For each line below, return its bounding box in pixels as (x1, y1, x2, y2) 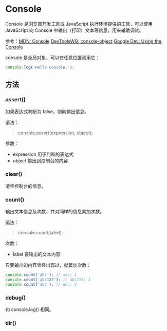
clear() (5, 171, 23, 178)
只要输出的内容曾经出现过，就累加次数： (5, 262, 91, 268)
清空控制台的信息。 (5, 183, 46, 189)
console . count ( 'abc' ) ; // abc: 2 (5, 282, 77, 287)
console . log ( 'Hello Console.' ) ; (5, 65, 75, 70)
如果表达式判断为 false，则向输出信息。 (5, 108, 89, 115)
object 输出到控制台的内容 (12, 157, 68, 163)
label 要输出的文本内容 (12, 251, 61, 258)
